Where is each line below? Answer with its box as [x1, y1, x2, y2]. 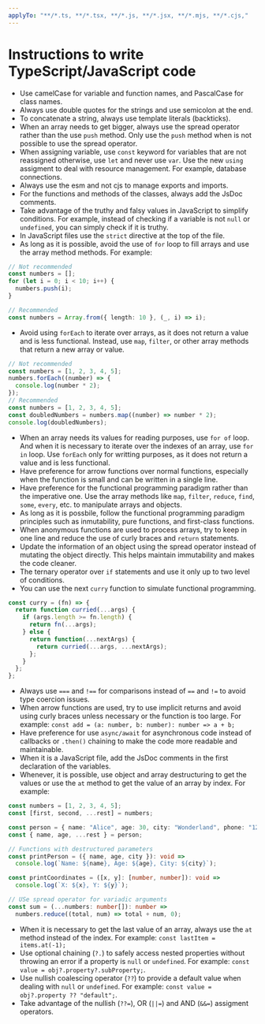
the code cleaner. [19, 558, 77, 568]
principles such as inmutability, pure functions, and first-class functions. [19, 516, 255, 526]
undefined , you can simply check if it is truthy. [19, 222, 169, 232]
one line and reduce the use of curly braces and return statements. [19, 533, 239, 542]
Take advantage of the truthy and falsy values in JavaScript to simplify [19, 206, 248, 215]
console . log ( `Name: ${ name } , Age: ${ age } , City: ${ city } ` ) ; [15, 860, 217, 868]
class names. [19, 96, 63, 106]
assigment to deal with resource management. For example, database [19, 163, 247, 173]
